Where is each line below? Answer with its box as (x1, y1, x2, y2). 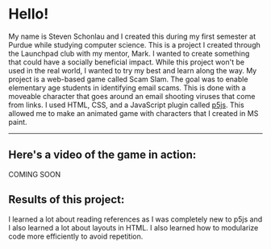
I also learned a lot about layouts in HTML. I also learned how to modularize (8, 222, 259, 232)
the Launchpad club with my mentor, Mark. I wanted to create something (8, 48, 250, 58)
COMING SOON (8, 169, 61, 179)
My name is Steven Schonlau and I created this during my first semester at (8, 31, 256, 41)
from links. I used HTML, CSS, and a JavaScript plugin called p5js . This (8, 100, 244, 110)
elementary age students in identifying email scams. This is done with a (8, 82, 246, 93)
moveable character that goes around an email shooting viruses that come (8, 91, 256, 101)
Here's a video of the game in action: (8, 148, 197, 162)
